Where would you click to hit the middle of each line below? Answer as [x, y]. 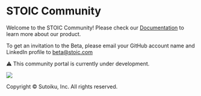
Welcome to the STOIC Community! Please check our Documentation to [95, 28]
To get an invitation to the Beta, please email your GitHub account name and [101, 46]
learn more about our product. [44, 34]
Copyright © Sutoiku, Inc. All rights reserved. [62, 86]
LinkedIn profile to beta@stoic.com [50, 52]
